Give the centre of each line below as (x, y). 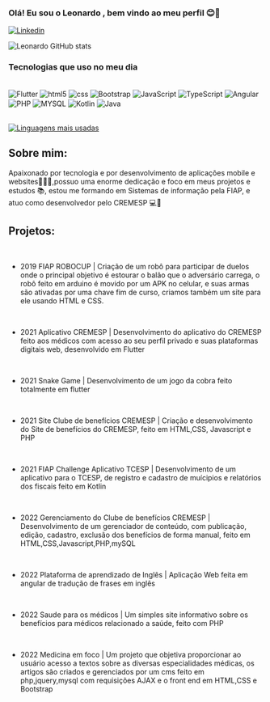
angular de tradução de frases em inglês (88, 583)
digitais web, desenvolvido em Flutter (82, 349)
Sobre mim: (38, 153)
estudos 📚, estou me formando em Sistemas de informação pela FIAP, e (129, 190)
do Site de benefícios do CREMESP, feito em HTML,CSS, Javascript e (135, 429)
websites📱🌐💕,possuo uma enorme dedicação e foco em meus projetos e (129, 181)
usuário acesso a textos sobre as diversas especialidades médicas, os (137, 663)
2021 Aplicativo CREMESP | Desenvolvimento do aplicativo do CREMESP (141, 332)
